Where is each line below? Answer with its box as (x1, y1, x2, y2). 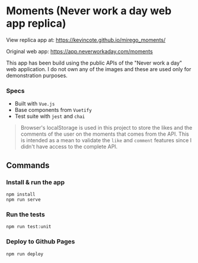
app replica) (6, 17, 66, 30)
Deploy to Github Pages (6, 238, 75, 246)
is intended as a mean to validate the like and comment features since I (20, 137, 192, 144)
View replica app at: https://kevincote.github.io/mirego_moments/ (6, 36, 166, 43)
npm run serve (6, 197, 41, 203)
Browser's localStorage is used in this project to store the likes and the (20, 124, 193, 131)
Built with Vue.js (14, 100, 55, 107)
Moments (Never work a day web (6, 4, 172, 18)
